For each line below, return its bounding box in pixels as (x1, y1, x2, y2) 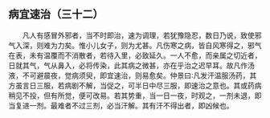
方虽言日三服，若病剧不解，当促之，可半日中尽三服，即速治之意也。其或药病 (8, 80, 262, 90)
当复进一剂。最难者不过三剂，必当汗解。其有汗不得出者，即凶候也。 (8, 100, 234, 110)
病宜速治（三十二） (8, 7, 104, 22)
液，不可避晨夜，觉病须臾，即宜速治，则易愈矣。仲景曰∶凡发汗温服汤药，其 (8, 71, 257, 80)
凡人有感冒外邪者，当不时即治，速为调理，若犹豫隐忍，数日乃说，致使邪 (22, 31, 262, 40)
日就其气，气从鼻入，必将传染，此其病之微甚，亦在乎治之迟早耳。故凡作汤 (8, 60, 255, 70)
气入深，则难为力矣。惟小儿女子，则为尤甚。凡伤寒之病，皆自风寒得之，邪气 (8, 40, 262, 50)
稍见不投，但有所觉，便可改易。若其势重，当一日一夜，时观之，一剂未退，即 (8, 91, 262, 100)
